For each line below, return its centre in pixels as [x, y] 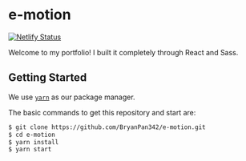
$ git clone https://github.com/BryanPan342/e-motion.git [107, 127]
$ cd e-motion [32, 135]
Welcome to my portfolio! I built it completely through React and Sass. [123, 52]
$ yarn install [34, 142]
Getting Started [48, 78]
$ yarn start [30, 150]
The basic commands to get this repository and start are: [102, 112]
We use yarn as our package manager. [72, 97]
